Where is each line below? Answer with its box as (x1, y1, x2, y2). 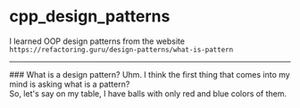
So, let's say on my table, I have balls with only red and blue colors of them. (9, 87, 287, 99)
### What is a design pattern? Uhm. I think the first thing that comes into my (9, 69, 290, 79)
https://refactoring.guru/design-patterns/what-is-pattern (9, 45, 234, 54)
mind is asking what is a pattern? (9, 79, 130, 89)
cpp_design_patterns (9, 6, 171, 27)
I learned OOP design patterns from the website (9, 36, 186, 46)
